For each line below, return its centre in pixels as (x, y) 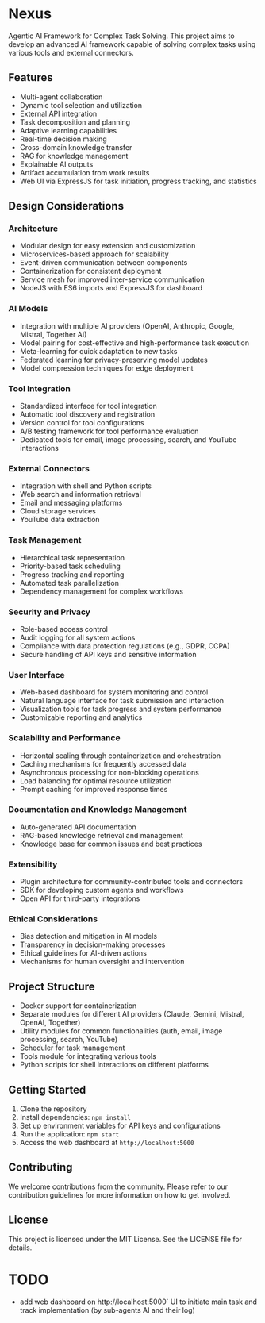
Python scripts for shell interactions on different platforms (114, 1065)
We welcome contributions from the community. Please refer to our (118, 1186)
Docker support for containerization (78, 1006)
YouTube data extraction (60, 520)
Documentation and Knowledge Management (98, 810)
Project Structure (52, 986)
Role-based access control (64, 629)
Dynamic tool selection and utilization (81, 105)
